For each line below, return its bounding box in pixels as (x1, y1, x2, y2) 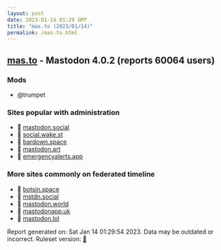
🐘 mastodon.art (16, 145, 61, 153)
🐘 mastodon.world (16, 199, 69, 208)
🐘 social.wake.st (16, 131, 64, 139)
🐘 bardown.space (16, 138, 67, 146)
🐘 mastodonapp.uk (16, 207, 70, 215)
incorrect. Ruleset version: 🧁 (7, 234, 87, 243)
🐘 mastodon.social (16, 123, 70, 132)
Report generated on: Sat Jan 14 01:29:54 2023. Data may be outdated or (7, 227, 214, 236)
